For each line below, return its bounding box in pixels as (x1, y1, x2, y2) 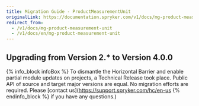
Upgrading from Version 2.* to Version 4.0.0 (6, 52, 173, 62)
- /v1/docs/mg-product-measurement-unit (11, 25, 113, 31)
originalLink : (6, 14, 41, 20)
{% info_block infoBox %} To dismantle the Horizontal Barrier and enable (6, 68, 184, 75)
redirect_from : (6, 19, 44, 25)
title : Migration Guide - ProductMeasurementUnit (6, 8, 131, 15)
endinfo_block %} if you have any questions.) (6, 92, 117, 100)
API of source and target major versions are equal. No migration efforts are (6, 80, 188, 87)
